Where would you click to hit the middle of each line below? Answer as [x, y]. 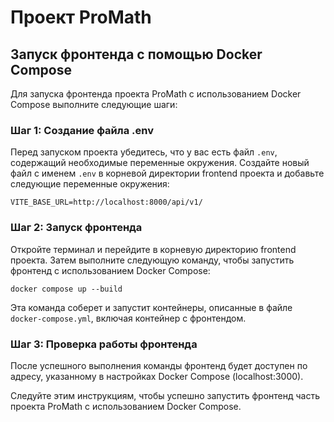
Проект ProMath [81, 17]
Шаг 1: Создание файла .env [82, 130]
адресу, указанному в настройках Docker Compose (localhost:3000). [157, 376]
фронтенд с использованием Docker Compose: [110, 270]
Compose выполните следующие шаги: [94, 104]
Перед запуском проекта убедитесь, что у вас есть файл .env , [144, 152]
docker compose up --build [66, 289]
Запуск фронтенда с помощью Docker [136, 54]
